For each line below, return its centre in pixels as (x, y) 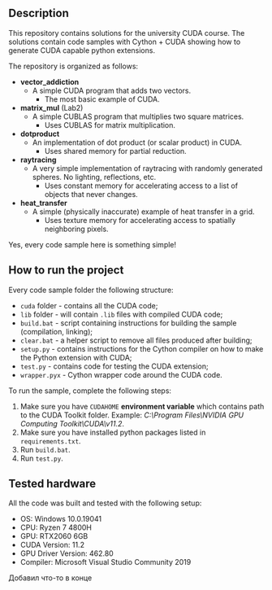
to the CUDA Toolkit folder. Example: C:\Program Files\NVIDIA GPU (132, 415)
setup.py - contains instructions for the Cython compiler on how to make (142, 348)
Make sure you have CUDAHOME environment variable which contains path (142, 406)
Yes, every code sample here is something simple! (93, 244)
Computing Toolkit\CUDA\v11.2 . (72, 423)
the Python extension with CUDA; (76, 357)
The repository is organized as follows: (73, 66)
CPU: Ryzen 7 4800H (56, 527)
